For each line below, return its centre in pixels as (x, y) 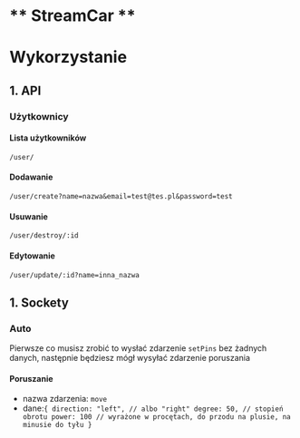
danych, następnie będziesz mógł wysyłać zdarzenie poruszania (130, 358)
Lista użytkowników (48, 138)
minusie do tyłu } (57, 425)
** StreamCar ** (73, 16)
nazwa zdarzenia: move (64, 399)
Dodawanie (31, 177)
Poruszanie (31, 378)
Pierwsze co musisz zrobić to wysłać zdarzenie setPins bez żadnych (138, 348)
